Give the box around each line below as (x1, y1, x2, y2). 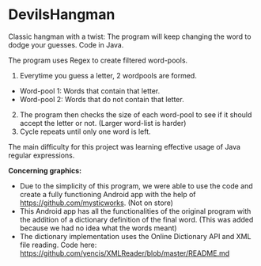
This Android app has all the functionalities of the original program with (19, 206, 252, 215)
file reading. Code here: (19, 240, 97, 249)
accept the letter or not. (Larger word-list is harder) (19, 118, 187, 127)
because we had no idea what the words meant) (19, 223, 177, 233)
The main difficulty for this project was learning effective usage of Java (8, 142, 241, 151)
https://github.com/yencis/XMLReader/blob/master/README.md (19, 248, 230, 258)
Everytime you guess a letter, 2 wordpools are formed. (19, 70, 198, 80)
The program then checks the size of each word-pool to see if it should (19, 109, 252, 120)
